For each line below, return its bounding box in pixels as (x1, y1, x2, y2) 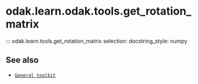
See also (5, 55, 39, 65)
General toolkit (14, 72, 56, 79)
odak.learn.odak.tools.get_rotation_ (5, 4, 192, 18)
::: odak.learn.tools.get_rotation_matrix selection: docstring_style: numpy (5, 37, 188, 44)
